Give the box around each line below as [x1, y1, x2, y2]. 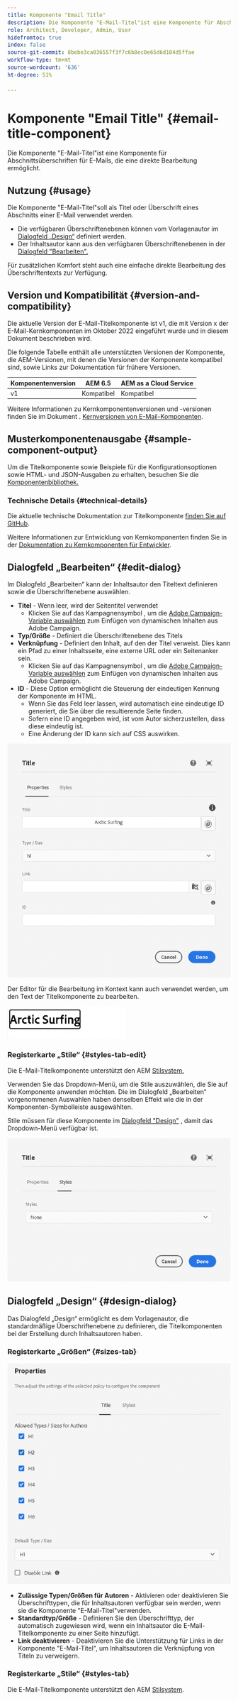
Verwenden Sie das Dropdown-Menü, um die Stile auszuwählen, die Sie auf [7, 1080, 228, 1088]
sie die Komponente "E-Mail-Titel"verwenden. [17, 1606, 152, 1614]
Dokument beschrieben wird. [7, 334, 92, 343]
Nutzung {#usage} [7, 185, 92, 197]
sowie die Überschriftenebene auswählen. [7, 588, 131, 596]
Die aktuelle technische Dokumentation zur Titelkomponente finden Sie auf [7, 512, 227, 520]
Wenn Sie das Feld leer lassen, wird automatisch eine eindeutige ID [28, 699, 225, 708]
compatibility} [7, 300, 72, 312]
